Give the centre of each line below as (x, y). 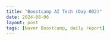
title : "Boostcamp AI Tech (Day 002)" (54, 11)
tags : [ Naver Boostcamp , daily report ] (56, 28)
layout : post (22, 22)
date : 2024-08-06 (28, 17)
